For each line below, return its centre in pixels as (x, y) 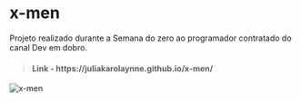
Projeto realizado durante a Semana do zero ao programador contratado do (151, 38)
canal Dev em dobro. (49, 47)
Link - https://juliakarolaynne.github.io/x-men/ (122, 68)
